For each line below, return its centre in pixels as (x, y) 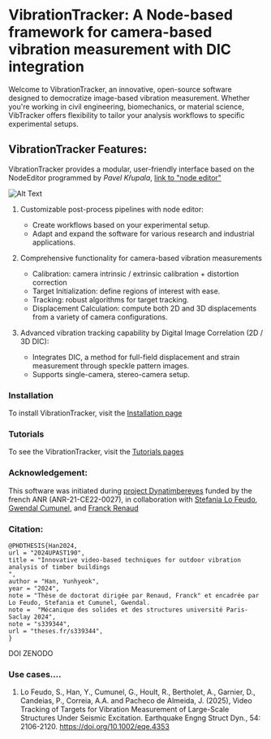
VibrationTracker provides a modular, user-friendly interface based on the (131, 169)
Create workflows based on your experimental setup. (121, 224)
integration (47, 67)
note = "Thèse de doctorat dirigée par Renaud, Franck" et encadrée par (134, 595)
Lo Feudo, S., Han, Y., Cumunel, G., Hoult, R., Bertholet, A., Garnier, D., (138, 692)
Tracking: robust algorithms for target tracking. (110, 299)
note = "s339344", (39, 624)
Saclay (19, 617)
